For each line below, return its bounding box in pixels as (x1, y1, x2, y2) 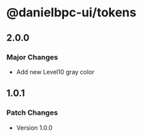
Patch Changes (6, 108, 59, 117)
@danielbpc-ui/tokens (6, 5, 137, 20)
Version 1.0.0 (16, 123, 52, 132)
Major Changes (6, 52, 59, 62)
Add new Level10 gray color (16, 67, 95, 76)
